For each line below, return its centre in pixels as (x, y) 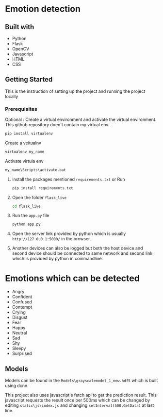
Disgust (20, 317)
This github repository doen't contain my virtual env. (57, 125)
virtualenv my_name (25, 151)
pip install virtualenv (29, 134)
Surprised (22, 353)
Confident (22, 297)
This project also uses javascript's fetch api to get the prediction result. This (81, 395)
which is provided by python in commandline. (57, 259)
